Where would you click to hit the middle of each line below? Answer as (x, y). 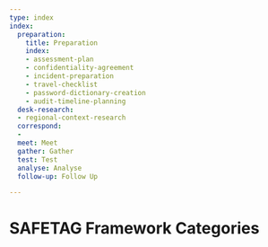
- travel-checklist (62, 84)
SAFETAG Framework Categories (134, 229)
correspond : (40, 127)
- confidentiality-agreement (80, 68)
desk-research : (46, 110)
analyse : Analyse (50, 168)
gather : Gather (46, 151)
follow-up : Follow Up (58, 176)
